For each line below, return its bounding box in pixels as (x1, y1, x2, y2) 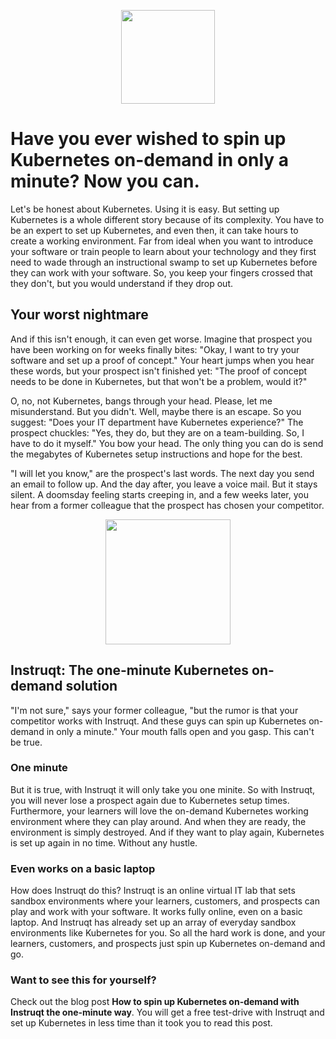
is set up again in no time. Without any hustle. (10, 836, 198, 849)
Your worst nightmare (10, 306, 149, 324)
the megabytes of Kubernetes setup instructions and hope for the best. (10, 448, 303, 460)
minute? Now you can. (10, 170, 200, 193)
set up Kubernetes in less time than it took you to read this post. (10, 1017, 273, 1029)
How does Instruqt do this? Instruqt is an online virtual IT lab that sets (10, 885, 296, 897)
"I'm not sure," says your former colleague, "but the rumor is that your (10, 704, 299, 716)
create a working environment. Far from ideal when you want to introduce (10, 235, 314, 247)
